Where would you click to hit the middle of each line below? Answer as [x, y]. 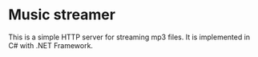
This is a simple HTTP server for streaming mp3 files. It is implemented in [129, 37]
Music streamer [62, 15]
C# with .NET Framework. [51, 45]
